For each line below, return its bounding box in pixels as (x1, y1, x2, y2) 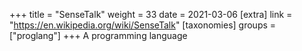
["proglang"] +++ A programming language (9, 30, 188, 41)
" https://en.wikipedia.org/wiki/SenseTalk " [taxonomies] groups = (9, 19, 277, 31)
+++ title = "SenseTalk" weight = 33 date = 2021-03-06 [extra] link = (9, 9, 293, 20)
